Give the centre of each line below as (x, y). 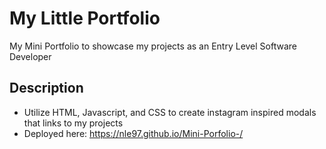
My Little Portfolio (85, 18)
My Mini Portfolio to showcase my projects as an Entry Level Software (153, 46)
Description (46, 88)
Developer (30, 56)
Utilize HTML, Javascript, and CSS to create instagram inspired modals (170, 112)
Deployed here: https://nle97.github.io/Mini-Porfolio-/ (133, 133)
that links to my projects (73, 123)
